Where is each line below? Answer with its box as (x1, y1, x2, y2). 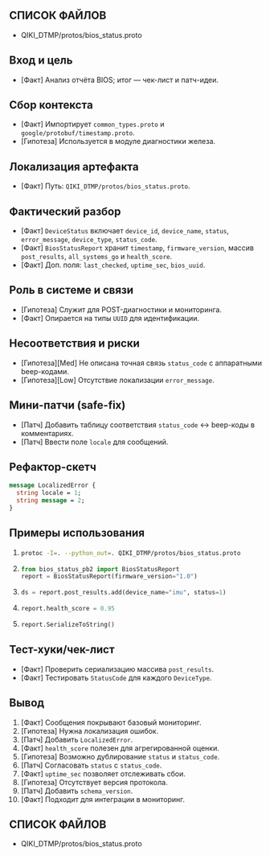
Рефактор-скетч (9, 460, 97, 474)
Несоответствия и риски (9, 336, 140, 351)
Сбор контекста (9, 98, 93, 112)
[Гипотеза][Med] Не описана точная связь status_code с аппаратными (20, 358, 262, 368)
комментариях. (20, 428, 75, 438)
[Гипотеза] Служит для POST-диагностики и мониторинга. (20, 304, 222, 315)
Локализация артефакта (9, 159, 139, 174)
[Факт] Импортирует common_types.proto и (20, 119, 165, 130)
